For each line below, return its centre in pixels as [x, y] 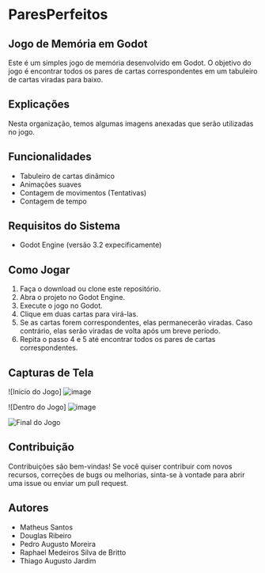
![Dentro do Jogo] [37, 407]
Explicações [39, 104]
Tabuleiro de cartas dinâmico [67, 176]
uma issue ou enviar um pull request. [68, 483]
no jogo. [22, 131]
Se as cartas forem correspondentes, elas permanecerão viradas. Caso [136, 323]
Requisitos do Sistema [64, 226]
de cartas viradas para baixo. [56, 80]
